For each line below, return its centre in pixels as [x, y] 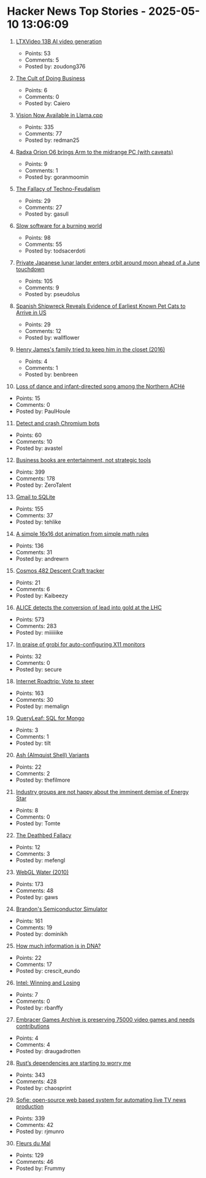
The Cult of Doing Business [50, 78]
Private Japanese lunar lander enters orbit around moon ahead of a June [108, 262]
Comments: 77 [44, 133]
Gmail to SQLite [36, 497]
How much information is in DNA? [58, 946]
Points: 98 [38, 237]
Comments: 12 [43, 331]
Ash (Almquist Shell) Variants [52, 755]
